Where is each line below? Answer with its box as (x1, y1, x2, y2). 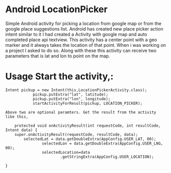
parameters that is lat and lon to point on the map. (5, 52, 110, 59)
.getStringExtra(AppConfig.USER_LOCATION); (60, 154, 154, 159)
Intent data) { (5, 127, 38, 133)
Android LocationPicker (5, 4, 108, 15)
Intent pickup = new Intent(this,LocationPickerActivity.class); (5, 88, 147, 93)
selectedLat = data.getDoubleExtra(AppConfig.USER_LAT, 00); (23, 136, 157, 141)
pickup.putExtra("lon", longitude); (32, 96, 111, 101)
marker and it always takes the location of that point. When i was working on (5, 42, 166, 48)
